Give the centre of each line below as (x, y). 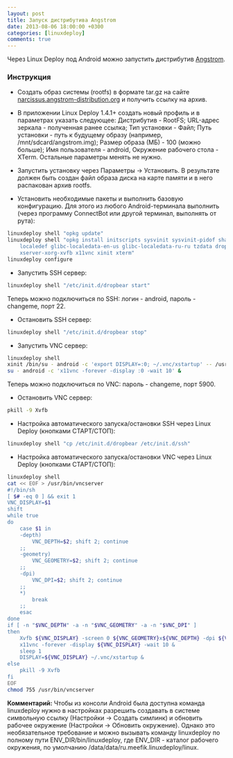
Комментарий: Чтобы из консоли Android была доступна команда (106, 703)
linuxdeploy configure (40, 259)
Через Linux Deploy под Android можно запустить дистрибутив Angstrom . (116, 59)
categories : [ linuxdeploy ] (46, 33)
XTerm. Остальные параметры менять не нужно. (90, 157)
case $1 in (35, 528)
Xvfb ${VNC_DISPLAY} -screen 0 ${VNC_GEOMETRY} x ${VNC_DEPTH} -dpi (118, 638)
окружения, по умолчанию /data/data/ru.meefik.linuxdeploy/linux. (103, 747)
